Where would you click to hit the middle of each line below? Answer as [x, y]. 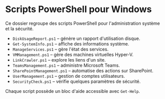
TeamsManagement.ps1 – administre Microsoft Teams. [66, 65]
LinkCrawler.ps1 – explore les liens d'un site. [59, 60]
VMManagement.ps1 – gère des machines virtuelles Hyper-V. [73, 55]
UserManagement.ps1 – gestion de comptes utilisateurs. [69, 76]
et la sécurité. [19, 28]
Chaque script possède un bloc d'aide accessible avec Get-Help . [73, 91]
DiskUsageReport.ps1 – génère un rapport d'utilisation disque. [76, 38]
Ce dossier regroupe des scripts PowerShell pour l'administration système [83, 23]
